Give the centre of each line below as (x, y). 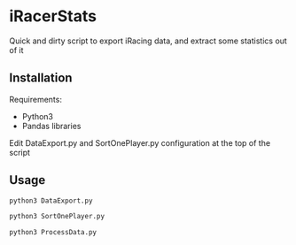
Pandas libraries (51, 126)
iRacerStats (53, 16)
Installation (41, 78)
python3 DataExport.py (51, 201)
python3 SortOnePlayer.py (57, 217)
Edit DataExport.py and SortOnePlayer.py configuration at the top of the (140, 142)
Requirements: (35, 99)
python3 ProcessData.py (53, 233)
